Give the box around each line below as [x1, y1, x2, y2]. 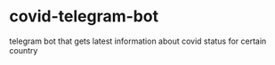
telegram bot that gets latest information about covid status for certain [9, 36, 267, 46]
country [9, 45, 38, 55]
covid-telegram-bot [9, 6, 158, 27]
